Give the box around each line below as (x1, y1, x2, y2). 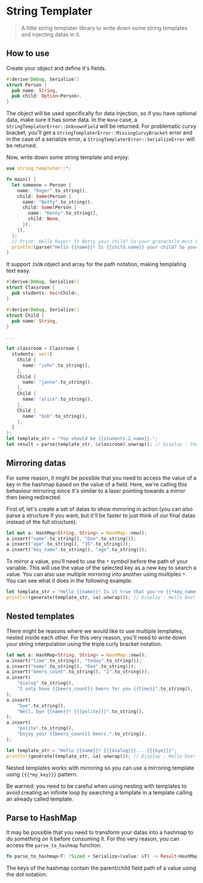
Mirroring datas (6, 458, 66, 468)
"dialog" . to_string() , (17, 680, 74, 687)
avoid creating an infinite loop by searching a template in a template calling (6, 788, 193, 796)
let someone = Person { (11, 182, 71, 188)
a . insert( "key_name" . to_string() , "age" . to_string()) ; (6, 547, 147, 553)
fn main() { (6, 176, 36, 183)
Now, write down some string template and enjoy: (6, 153, 130, 161)
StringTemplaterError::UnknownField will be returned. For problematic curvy (6, 123, 197, 130)
